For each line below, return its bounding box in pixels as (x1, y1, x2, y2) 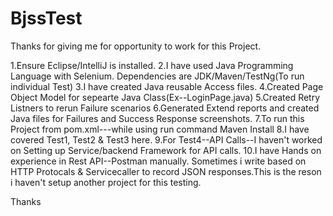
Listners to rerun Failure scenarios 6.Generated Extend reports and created (10, 102, 320, 114)
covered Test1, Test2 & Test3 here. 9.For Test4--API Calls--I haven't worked (10, 133, 323, 146)
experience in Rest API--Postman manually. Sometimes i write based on (10, 155, 307, 167)
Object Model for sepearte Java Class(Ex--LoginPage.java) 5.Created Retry (10, 91, 321, 103)
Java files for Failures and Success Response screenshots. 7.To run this (10, 112, 305, 124)
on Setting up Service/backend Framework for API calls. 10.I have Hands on (10, 144, 322, 156)
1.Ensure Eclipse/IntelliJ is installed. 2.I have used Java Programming (10, 59, 294, 71)
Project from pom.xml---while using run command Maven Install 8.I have (10, 123, 310, 135)
